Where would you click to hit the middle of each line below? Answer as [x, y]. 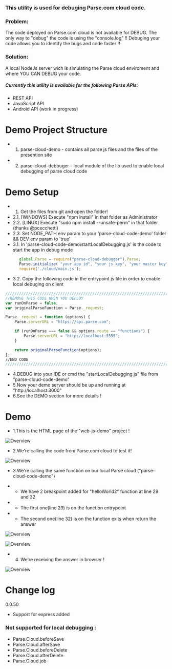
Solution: [17, 57]
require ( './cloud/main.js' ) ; [50, 269]
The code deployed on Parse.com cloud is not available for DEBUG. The [81, 33]
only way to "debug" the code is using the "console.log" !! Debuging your [83, 38]
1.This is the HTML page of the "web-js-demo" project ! [71, 431]
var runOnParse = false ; [32, 303]
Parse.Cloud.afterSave [36, 644]
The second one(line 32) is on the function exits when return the [88, 519]
